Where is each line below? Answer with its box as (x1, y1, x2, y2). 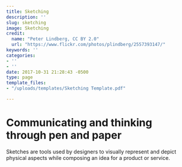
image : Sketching (6, 25, 49, 31)
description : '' (6, 14, 46, 20)
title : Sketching (6, 8, 49, 15)
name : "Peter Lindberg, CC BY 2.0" (11, 36, 100, 42)
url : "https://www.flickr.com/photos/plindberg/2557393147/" (11, 42, 166, 48)
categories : (6, 53, 36, 58)
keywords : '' (6, 47, 39, 53)
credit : (6, 31, 25, 37)
